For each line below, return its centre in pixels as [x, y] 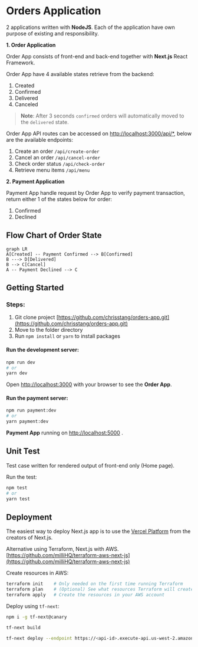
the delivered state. [44, 122]
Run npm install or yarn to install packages [67, 336]
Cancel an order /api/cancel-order [57, 157]
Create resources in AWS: [37, 573]
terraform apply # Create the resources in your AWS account [85, 595]
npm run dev [21, 362]
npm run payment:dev [32, 411]
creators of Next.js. [29, 538]
